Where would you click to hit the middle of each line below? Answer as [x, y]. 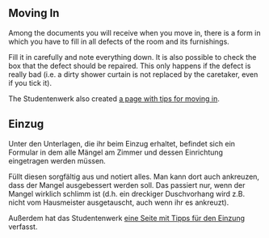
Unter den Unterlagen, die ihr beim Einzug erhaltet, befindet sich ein [122, 143]
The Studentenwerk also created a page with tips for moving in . [114, 98]
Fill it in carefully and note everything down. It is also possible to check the [132, 57]
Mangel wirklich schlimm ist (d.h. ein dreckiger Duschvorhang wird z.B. [127, 193]
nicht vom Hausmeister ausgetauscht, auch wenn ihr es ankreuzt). [119, 202]
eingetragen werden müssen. [57, 160]
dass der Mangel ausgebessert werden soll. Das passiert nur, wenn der [127, 185]
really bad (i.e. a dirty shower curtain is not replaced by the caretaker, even [133, 74]
